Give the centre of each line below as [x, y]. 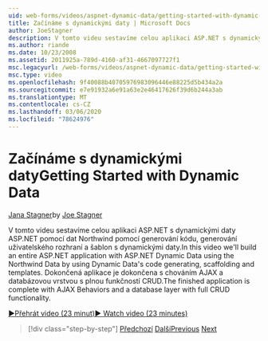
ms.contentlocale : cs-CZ [49, 104]
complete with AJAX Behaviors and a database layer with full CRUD [119, 289]
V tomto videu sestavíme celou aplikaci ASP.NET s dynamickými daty [122, 230]
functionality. [30, 298]
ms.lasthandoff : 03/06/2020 [55, 112]
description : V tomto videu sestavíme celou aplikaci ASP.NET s [117, 38]
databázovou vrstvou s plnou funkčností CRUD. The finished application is [129, 280]
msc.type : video [35, 75]
